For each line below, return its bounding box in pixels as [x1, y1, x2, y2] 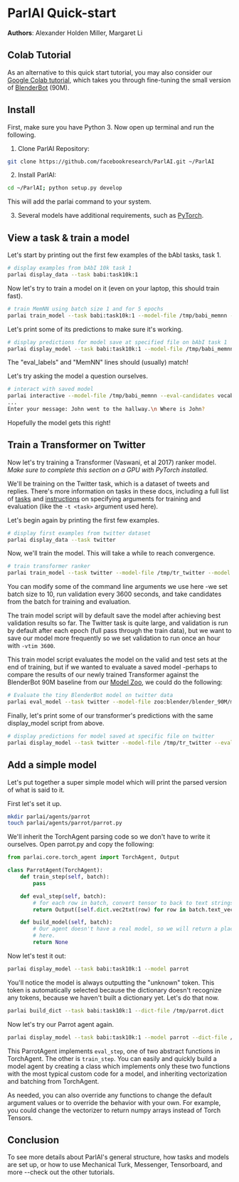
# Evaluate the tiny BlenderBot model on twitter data [7, 692, 174, 699]
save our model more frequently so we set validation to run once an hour [7, 634, 221, 642]
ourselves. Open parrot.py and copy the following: [7, 840, 154, 849]
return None [33, 938, 69, 946]
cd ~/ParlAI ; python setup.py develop [7, 184, 122, 192]
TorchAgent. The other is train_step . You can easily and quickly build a [7, 1054, 217, 1062]
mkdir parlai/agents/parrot [7, 813, 91, 820]
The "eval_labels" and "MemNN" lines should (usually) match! [7, 358, 188, 367]
